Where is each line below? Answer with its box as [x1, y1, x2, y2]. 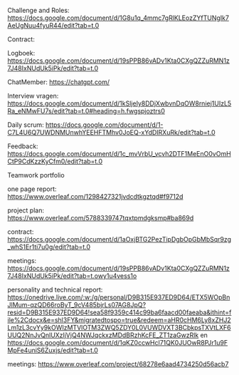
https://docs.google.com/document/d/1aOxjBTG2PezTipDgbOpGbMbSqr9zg [7, 235, 232, 243]
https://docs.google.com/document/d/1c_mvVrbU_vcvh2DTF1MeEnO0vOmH [7, 150, 231, 158]
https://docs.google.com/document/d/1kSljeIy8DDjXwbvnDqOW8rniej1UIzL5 [7, 99, 232, 108]
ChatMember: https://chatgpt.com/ [7, 78, 110, 86]
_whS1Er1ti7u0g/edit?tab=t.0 [7, 242, 91, 251]
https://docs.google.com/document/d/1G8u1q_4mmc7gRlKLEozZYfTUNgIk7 [7, 14, 230, 22]
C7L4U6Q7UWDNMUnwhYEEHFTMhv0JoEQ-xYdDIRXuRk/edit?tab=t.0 [7, 128, 216, 136]
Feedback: [7, 142, 38, 150]
